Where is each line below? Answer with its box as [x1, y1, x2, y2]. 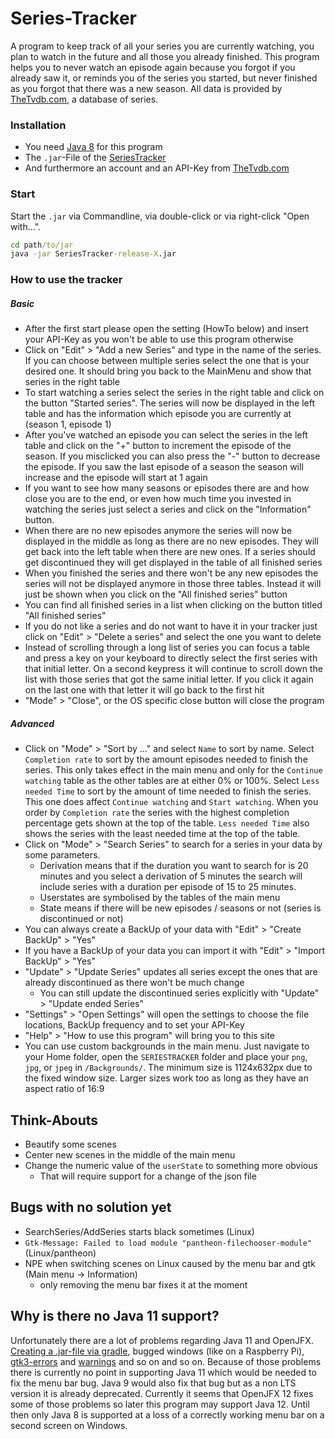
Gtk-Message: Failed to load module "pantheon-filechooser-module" [24, 1238, 312, 1248]
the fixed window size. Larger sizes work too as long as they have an [24, 1072, 309, 1084]
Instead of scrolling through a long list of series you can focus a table [24, 642, 311, 654]
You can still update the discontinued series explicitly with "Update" [39, 987, 320, 999]
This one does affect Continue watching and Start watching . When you [24, 796, 319, 808]
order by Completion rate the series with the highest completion [24, 807, 290, 819]
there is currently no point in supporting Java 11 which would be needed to [10, 1366, 317, 1378]
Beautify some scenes [24, 1138, 117, 1150]
